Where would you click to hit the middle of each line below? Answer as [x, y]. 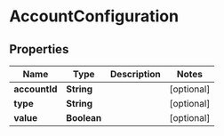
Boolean [84, 118]
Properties [39, 49]
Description [136, 74]
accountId [36, 89]
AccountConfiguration [94, 16]
